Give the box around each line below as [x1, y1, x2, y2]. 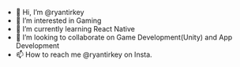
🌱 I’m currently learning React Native [15, 24, 136, 33]
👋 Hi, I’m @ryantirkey [15, 8, 84, 17]
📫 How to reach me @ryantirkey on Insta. [15, 50, 152, 59]
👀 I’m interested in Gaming [15, 16, 102, 25]
